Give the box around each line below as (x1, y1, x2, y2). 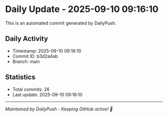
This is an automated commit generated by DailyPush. (5, 20, 116, 26)
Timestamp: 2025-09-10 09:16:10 (12, 47, 81, 53)
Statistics (5, 73, 36, 81)
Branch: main (12, 58, 40, 64)
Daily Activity (5, 34, 48, 43)
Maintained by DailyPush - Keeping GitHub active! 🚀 (5, 106, 113, 112)
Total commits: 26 (12, 86, 50, 92)
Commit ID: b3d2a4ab (12, 53, 58, 59)
